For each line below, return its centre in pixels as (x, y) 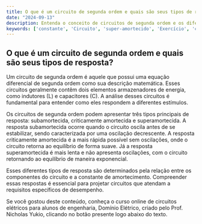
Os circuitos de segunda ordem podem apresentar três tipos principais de (98, 114)
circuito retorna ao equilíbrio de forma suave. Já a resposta (80, 146)
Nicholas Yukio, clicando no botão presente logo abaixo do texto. (87, 214)
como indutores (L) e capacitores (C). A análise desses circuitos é (88, 96)
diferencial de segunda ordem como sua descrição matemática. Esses (93, 83)
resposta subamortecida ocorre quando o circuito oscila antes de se (91, 127)
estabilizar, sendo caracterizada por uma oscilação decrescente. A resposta (100, 134)
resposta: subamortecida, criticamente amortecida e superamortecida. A (96, 120)
